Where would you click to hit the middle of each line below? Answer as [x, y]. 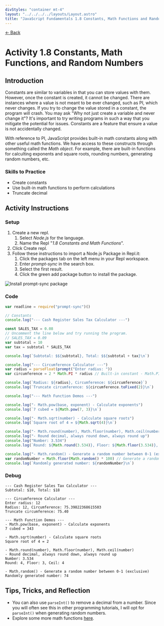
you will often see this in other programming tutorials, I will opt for [78, 607]
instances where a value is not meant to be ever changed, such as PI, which [81, 103]
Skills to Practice [25, 172]
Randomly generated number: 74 [37, 576]
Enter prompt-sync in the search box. [57, 264]
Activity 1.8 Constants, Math [64, 52]
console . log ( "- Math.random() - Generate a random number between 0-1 [78, 454]
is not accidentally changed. [33, 129]
